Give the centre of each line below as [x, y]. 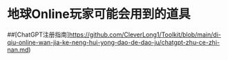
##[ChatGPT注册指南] [38, 34]
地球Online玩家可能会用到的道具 [99, 14]
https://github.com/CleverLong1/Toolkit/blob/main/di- [145, 34]
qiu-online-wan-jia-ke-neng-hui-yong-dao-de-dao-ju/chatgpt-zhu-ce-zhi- [113, 42]
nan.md [18, 50]
